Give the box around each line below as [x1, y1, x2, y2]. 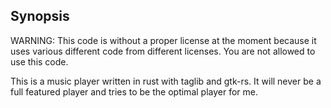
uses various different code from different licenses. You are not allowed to [10, 45, 316, 57]
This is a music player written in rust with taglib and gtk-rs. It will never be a [10, 75, 322, 87]
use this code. [10, 55, 69, 68]
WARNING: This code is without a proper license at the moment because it [10, 34, 317, 46]
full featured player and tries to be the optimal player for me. [10, 85, 258, 98]
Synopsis [10, 8, 70, 25]
